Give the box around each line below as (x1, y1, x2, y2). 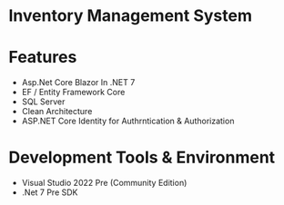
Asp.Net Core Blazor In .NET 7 (21, 77, 136, 88)
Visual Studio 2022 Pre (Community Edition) (21, 178, 188, 189)
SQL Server (21, 96, 66, 107)
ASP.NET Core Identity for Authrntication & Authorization (21, 115, 235, 127)
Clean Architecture (21, 106, 93, 117)
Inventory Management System (8, 5, 252, 26)
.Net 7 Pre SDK (21, 187, 78, 198)
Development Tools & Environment (8, 147, 276, 168)
